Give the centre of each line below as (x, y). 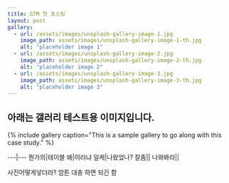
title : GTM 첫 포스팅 (36, 14)
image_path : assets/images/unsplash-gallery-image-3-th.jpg (111, 80)
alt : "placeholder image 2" (62, 67)
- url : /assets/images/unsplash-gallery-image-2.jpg (94, 54)
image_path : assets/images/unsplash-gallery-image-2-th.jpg (111, 61)
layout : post (27, 21)
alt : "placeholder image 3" (62, 87)
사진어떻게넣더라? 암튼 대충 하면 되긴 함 (62, 172)
